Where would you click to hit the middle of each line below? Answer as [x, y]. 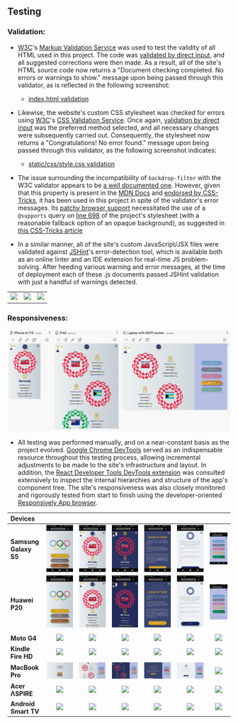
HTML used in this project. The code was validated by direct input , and [121, 55]
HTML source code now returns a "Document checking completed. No [121, 69]
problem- [195, 259]
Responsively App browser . [57, 503]
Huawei [22, 600]
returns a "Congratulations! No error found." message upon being [113, 143]
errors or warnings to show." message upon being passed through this [120, 77]
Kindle [20, 649]
